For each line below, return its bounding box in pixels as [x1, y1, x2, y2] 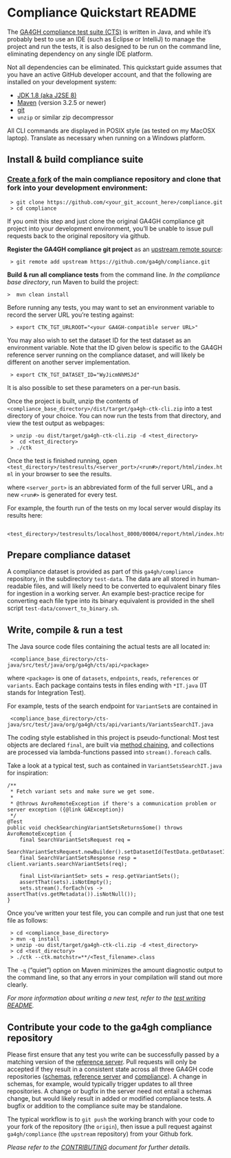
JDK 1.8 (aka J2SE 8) [16, 91, 77, 99]
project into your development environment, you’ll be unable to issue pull [7, 224, 214, 233]
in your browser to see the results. [14, 469, 112, 478]
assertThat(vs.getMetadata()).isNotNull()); [7, 891, 137, 898]
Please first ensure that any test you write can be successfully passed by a [7, 1050, 220, 1059]
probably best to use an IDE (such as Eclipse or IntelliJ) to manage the [7, 35, 206, 43]
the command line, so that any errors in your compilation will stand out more [7, 973, 223, 981]
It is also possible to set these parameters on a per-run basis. [7, 383, 181, 391]
